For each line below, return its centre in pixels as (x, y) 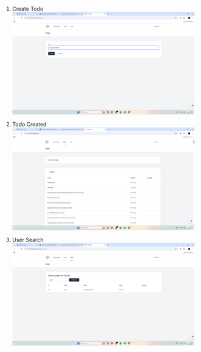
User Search (28, 240)
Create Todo (28, 9)
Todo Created (29, 125)
